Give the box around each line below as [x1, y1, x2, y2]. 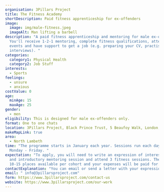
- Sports [9, 71, 27, 76]
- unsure [9, 80, 27, 85]
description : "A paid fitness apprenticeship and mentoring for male [5, 35, 150, 40]
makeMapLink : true [5, 130, 42, 135]
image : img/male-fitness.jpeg [9, 25, 71, 30]
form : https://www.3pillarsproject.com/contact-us [5, 175, 110, 180]
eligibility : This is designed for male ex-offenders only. [5, 116, 130, 121]
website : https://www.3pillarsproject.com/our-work [5, 180, 112, 185]
